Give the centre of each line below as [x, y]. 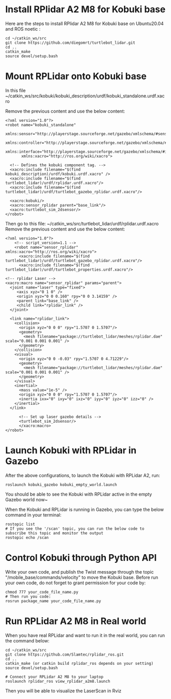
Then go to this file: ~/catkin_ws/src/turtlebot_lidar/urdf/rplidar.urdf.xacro [82, 223]
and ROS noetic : [23, 29]
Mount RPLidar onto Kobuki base [76, 76]
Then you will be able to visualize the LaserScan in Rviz [63, 691]
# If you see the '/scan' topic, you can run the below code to [75, 529]
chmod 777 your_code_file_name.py [42, 592]
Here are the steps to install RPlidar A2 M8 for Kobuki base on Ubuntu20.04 [84, 23]
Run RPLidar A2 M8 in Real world [76, 621]
